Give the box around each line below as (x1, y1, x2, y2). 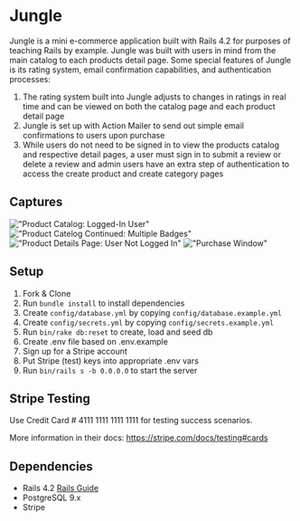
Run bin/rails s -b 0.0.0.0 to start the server (22, 365, 198, 375)
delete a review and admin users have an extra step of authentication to (22, 158, 290, 169)
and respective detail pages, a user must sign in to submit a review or (22, 148, 282, 159)
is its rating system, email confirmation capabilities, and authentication (9, 64, 272, 75)
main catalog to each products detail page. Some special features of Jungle (9, 54, 292, 65)
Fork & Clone (22, 288, 71, 298)
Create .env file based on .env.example (22, 336, 169, 346)
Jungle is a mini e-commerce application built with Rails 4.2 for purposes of (9, 35, 291, 46)
